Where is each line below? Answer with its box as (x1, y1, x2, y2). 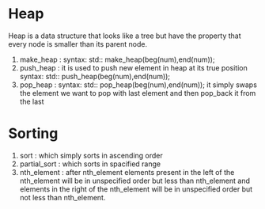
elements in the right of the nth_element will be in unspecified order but (19, 184, 253, 194)
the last (19, 97, 44, 106)
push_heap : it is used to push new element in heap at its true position (19, 63, 248, 72)
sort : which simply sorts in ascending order (19, 150, 164, 160)
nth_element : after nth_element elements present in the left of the (19, 167, 235, 177)
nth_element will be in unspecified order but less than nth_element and (19, 176, 251, 185)
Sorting (8, 124, 59, 142)
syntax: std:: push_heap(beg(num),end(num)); (19, 71, 171, 81)
